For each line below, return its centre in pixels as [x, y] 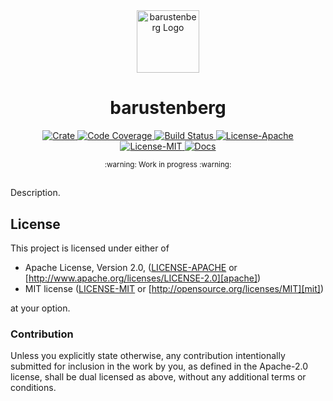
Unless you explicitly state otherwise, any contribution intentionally [148, 356]
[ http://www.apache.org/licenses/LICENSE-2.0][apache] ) [143, 278]
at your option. [40, 308]
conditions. [33, 388]
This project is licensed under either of [90, 248]
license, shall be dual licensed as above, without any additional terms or [158, 377]
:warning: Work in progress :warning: [168, 164]
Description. [35, 193]
